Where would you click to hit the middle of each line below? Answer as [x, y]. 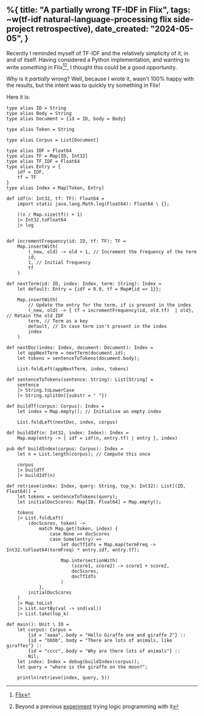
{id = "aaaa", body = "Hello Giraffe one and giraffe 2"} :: [107, 635]
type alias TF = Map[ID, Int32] [47, 156]
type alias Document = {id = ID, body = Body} [66, 119]
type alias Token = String [40, 130]
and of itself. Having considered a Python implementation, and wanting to [98, 60]
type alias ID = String [36, 108]
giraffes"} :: [24, 646]
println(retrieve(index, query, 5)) [64, 678]
